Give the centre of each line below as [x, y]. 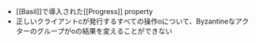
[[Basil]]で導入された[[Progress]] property [84, 11]
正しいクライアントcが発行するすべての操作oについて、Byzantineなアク [132, 21]
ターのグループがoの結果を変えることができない [94, 31]
